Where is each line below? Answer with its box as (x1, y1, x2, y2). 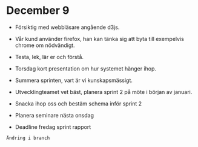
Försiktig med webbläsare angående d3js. (15, 23, 120, 31)
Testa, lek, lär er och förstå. (15, 53, 84, 60)
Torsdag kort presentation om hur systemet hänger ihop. (15, 64, 156, 72)
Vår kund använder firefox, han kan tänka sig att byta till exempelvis (15, 35, 185, 42)
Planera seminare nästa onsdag (15, 111, 94, 119)
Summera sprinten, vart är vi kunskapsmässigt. (15, 77, 133, 84)
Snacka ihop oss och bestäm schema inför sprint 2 (15, 100, 142, 107)
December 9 (6, 4, 70, 17)
